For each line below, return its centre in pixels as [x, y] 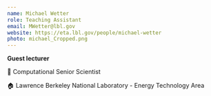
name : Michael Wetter [38, 13]
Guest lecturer [28, 58]
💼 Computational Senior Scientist [54, 72]
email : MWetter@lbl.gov [41, 26]
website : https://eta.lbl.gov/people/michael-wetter [84, 33]
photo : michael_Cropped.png [48, 39]
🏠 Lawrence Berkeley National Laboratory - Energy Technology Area [106, 86]
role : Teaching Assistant [44, 20]
